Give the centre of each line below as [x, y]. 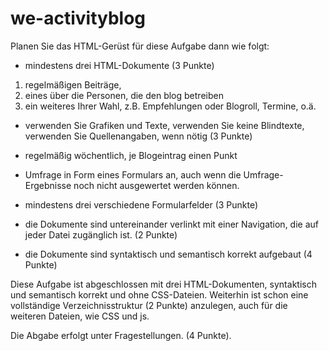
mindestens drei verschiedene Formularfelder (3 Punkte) [141, 204]
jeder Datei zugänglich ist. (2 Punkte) [101, 234]
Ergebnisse [48, 185]
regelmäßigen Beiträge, [73, 84]
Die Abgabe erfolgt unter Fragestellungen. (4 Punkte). [121, 335]
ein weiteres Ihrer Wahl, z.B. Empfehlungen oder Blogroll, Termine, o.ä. [170, 106]
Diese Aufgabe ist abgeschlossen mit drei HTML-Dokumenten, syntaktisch [163, 284]
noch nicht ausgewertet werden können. [156, 185]
